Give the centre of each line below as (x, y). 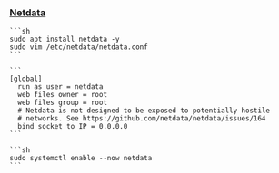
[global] (26, 79)
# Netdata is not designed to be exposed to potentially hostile (144, 111)
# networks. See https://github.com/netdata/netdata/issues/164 (142, 119)
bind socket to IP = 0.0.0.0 (73, 127)
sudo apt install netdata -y (65, 39)
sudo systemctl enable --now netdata (81, 159)
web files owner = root (62, 95)
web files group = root (62, 103)
